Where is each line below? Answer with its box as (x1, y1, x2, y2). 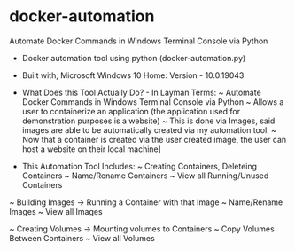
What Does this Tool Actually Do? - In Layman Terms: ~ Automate (21, 87, 261, 98)
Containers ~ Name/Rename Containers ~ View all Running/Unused (21, 170, 269, 181)
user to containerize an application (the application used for (21, 106, 241, 116)
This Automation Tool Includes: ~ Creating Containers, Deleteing (21, 161, 258, 171)
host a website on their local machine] (21, 144, 161, 154)
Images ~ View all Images (9, 206, 104, 216)
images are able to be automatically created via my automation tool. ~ (21, 124, 277, 135)
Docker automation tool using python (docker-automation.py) (21, 52, 246, 63)
